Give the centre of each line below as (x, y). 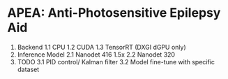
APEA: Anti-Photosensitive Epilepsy (114, 13)
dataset (28, 69)
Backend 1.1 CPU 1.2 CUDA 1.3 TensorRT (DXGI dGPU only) (101, 47)
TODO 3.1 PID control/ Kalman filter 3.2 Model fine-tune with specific (116, 62)
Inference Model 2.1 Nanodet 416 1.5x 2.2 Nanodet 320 (96, 55)
